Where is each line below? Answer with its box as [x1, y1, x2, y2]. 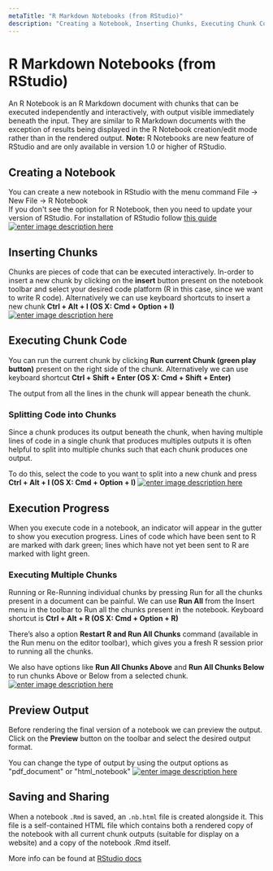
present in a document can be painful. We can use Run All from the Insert [8, 596, 255, 606]
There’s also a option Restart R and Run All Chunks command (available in [8, 629, 258, 639]
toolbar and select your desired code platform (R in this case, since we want [8, 284, 263, 294]
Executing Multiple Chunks [8, 569, 118, 580]
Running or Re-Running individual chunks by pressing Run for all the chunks [8, 588, 262, 597]
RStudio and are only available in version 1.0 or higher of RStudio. [8, 142, 227, 151]
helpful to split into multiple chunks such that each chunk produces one [8, 444, 248, 454]
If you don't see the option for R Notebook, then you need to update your [8, 204, 253, 214]
